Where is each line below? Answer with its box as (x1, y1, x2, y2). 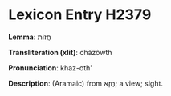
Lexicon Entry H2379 (8, 6, 152, 24)
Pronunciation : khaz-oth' (8, 62, 92, 73)
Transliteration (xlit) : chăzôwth (8, 47, 112, 57)
